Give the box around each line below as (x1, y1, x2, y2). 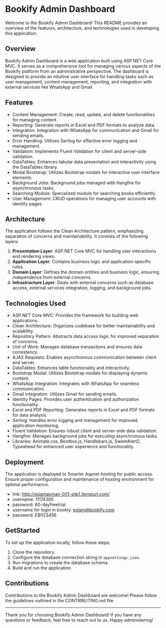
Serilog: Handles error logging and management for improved (12, 418, 138, 423)
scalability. (12, 328, 35, 334)
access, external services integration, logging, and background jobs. (12, 285, 152, 291)
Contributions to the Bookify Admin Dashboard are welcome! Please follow (5, 592, 157, 598)
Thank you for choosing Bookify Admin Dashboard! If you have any (5, 612, 142, 618)
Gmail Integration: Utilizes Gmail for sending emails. (12, 391, 118, 397)
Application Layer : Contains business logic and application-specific (12, 258, 151, 265)
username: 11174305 (12, 497, 54, 502)
